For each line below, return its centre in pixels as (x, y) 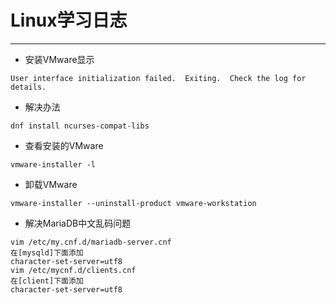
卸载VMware (51, 184)
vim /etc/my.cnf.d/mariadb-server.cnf (91, 242)
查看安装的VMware (64, 145)
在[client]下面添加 (47, 281)
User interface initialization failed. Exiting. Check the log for (158, 78)
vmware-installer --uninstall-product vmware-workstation (133, 203)
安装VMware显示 (59, 59)
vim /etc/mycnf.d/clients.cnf (73, 270)
